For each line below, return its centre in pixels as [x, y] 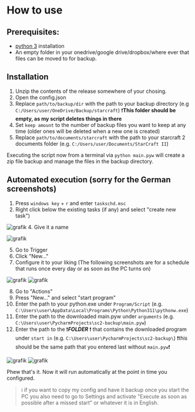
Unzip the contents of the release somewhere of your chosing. [91, 91]
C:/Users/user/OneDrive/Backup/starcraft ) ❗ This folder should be [95, 110]
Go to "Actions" [34, 291]
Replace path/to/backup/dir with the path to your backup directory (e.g [102, 103]
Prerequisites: [33, 32]
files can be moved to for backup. [56, 58]
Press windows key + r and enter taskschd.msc [70, 203]
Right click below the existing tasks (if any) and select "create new [95, 209]
